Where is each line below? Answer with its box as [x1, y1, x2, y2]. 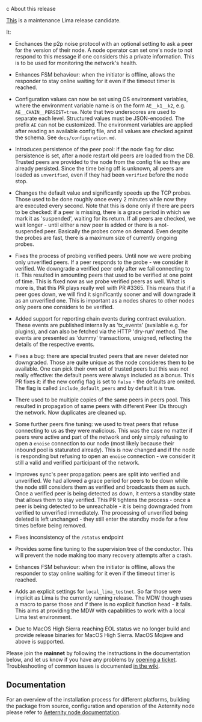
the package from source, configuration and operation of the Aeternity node [6, 702, 195, 709]
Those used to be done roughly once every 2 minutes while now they [14, 196, 187, 202]
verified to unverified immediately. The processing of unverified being [14, 509, 188, 516]
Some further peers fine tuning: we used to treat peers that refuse [14, 421, 179, 427]
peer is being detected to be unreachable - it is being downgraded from [14, 503, 193, 510]
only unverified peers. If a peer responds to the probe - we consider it [14, 259, 188, 266]
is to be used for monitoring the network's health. [14, 60, 138, 66]
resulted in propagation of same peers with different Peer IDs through [14, 403, 188, 409]
